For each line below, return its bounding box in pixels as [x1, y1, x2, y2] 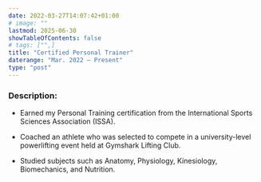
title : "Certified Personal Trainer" [8, 49, 134, 57]
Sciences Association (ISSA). [19, 117, 116, 126]
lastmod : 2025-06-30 [8, 26, 77, 34]
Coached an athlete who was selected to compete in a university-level [19, 133, 251, 142]
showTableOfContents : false [8, 34, 102, 42]
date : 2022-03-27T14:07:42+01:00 [8, 11, 120, 20]
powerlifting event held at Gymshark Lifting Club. [19, 140, 181, 150]
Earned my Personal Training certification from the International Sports [19, 109, 253, 118]
